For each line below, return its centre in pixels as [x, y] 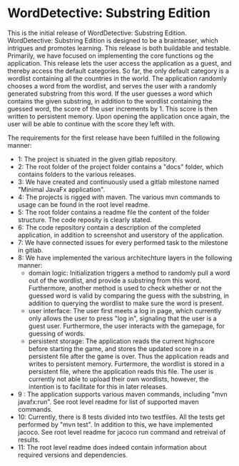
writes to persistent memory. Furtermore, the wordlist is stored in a [126, 364]
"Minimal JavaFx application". [61, 189]
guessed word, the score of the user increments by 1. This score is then [113, 108]
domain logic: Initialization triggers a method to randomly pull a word [129, 273]
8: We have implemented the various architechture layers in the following [125, 258]
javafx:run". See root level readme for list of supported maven [108, 402]
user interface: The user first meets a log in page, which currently [125, 310]
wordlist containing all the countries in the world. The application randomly [117, 78]
